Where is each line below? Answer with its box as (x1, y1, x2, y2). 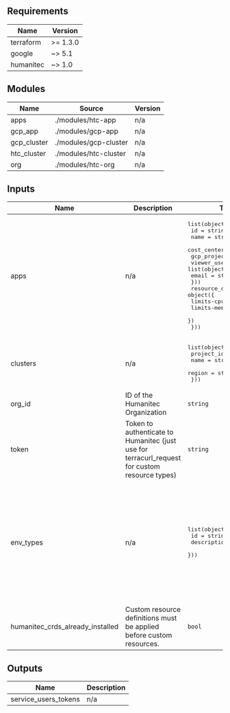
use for (125, 444, 149, 454)
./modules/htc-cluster (54, 148, 127, 158)
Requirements (7, 5, 68, 17)
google (10, 48, 34, 58)
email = (190, 272, 215, 280)
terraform (10, 37, 42, 47)
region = (187, 370, 215, 377)
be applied (125, 622, 159, 631)
